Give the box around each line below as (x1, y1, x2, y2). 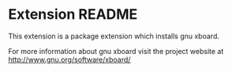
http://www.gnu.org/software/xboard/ (8, 55, 131, 64)
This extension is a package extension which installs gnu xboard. (8, 31, 219, 41)
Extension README (8, 5, 138, 23)
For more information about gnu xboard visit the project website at (8, 46, 224, 56)
